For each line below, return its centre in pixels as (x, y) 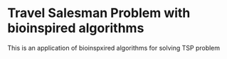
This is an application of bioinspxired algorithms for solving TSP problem (114, 48)
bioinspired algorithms (76, 28)
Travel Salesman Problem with (99, 13)
